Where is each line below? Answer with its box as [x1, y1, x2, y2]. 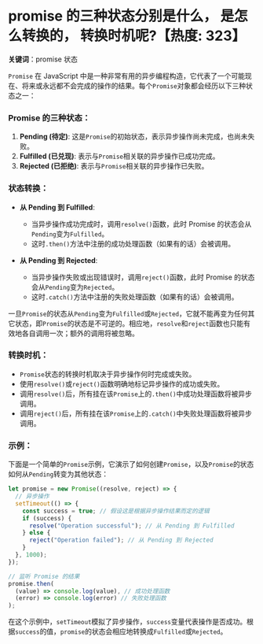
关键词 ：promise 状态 [8, 54, 79, 64]
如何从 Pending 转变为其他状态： [8, 469, 109, 479]
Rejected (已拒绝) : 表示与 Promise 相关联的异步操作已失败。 [19, 161, 209, 171]
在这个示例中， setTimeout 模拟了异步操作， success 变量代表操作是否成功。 [8, 617, 247, 627]
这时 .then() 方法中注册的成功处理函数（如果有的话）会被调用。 [31, 239, 236, 248]
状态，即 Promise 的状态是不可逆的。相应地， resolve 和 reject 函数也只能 [14, 318, 244, 328]
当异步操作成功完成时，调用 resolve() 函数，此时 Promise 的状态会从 [31, 219, 252, 228]
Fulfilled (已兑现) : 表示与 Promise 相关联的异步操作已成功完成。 [19, 151, 220, 161]
